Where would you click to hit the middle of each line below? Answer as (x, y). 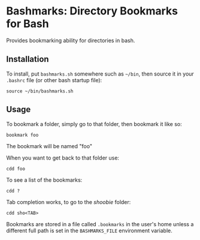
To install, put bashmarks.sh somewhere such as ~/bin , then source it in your (100, 74)
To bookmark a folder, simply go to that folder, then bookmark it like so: (94, 124)
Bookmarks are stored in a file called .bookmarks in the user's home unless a (100, 224)
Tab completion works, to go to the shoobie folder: (69, 202)
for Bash (28, 24)
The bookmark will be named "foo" (49, 146)
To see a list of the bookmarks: (44, 180)
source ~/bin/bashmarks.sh (40, 91)
